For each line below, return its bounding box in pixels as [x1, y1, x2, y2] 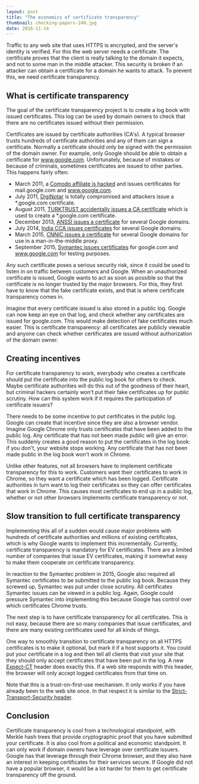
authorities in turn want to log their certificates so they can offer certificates [6, 481, 192, 488]
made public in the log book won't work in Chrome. [6, 451, 132, 458]
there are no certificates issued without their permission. [6, 119, 145, 126]
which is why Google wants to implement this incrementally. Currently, [6, 540, 178, 547]
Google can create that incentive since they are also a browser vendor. [6, 419, 179, 426]
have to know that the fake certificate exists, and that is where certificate [6, 287, 185, 294]
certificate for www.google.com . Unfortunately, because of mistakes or [6, 156, 181, 163]
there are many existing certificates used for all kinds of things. [6, 626, 160, 633]
